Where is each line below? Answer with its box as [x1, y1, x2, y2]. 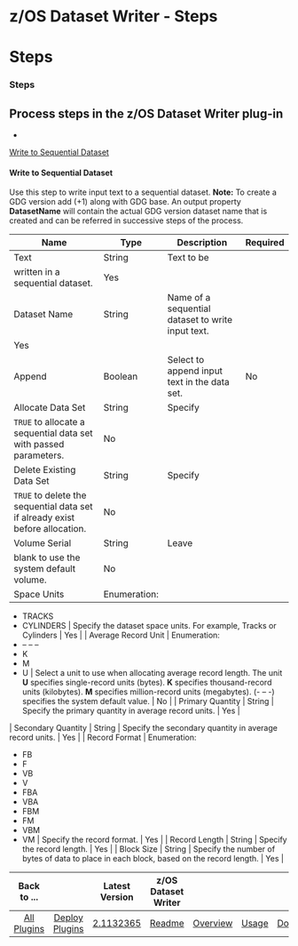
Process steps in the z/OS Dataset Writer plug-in [9, 106, 284, 121]
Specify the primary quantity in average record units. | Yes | [21, 705, 241, 717]
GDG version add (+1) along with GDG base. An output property [9, 196, 241, 207]
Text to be [167, 252, 210, 264]
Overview [192, 918, 233, 930]
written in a [13, 266, 60, 278]
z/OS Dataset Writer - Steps [9, 6, 218, 27]
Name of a [167, 292, 211, 304]
